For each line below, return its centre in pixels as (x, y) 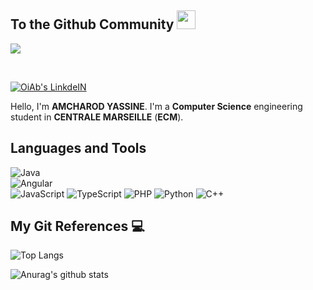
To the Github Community (92, 24)
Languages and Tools (78, 148)
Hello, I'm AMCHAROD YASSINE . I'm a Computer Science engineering (156, 106)
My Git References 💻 (77, 226)
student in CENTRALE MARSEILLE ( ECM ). (97, 117)
